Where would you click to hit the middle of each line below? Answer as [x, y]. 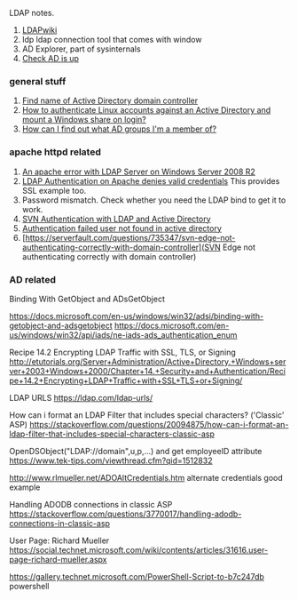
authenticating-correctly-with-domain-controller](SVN [121, 247]
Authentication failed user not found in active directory [122, 228]
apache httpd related [55, 152]
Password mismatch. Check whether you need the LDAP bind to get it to [154, 200]
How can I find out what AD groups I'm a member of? [119, 129]
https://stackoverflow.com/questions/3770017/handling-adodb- [125, 514]
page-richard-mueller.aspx [58, 559]
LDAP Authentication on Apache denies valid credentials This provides [151, 180]
